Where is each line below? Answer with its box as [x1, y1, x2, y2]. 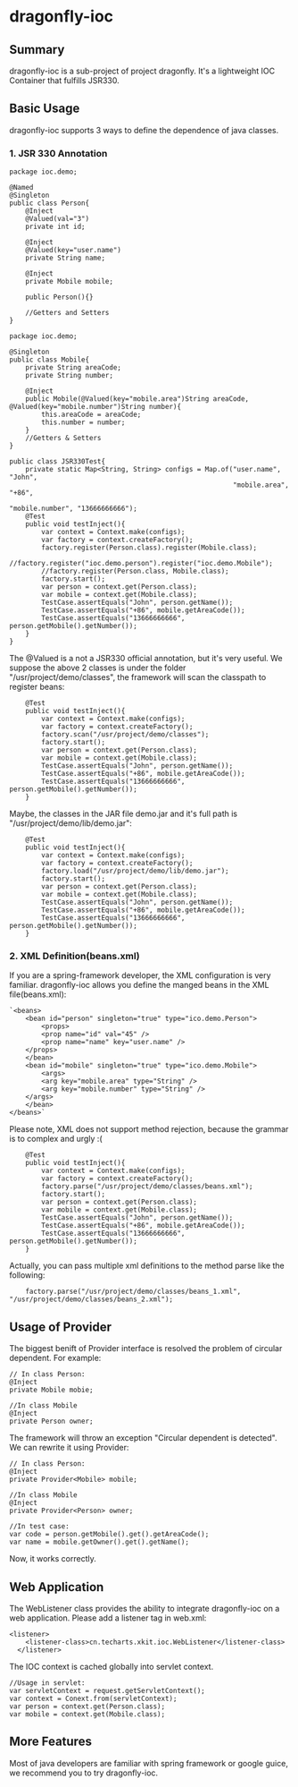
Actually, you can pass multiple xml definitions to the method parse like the [9, 1260, 286, 1272]
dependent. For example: [9, 1353, 102, 1364]
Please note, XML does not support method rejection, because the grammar [9, 1124, 289, 1135]
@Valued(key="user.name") [25, 246, 122, 255]
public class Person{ [9, 199, 90, 208]
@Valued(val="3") [25, 215, 90, 224]
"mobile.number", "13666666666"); [9, 504, 138, 514]
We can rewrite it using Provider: [9, 1442, 129, 1453]
